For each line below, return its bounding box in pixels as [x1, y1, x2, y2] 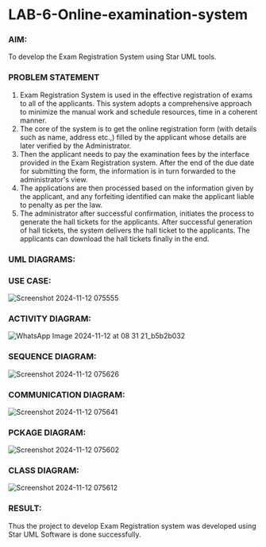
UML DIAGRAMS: [8, 253, 75, 264]
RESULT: [8, 503, 42, 514]
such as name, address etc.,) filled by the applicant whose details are [19, 132, 247, 142]
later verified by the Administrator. [19, 141, 132, 150]
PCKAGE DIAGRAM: [8, 427, 86, 438]
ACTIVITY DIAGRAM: [8, 313, 91, 324]
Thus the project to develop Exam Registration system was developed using [8, 521, 256, 530]
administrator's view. [19, 174, 88, 184]
